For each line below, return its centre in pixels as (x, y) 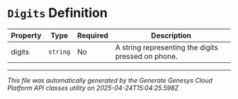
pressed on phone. (147, 56)
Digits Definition (57, 13)
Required (92, 35)
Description (171, 35)
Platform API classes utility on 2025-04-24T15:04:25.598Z (93, 88)
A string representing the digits (166, 47)
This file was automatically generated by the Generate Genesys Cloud (110, 80)
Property (26, 35)
